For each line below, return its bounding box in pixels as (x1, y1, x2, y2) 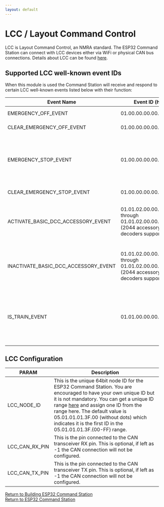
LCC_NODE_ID (7, 402, 41, 409)
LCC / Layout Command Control (5, 28, 136, 39)
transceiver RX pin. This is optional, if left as (53, 441, 154, 447)
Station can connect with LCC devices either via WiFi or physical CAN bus (5, 49, 154, 55)
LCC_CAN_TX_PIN (7, 470, 49, 477)
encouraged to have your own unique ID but (53, 390, 155, 397)
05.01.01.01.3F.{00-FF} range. (53, 426, 127, 433)
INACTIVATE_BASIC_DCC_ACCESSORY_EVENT (7, 263, 116, 269)
